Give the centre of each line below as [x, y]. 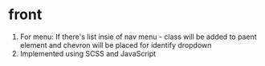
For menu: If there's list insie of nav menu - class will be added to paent [138, 37]
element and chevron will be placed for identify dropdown [116, 45]
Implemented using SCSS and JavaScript [88, 53]
